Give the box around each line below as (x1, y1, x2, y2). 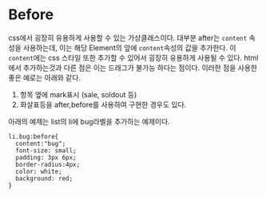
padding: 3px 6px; (15, 153, 77, 161)
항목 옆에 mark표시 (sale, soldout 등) (19, 89, 137, 99)
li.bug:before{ (8, 132, 59, 140)
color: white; (15, 167, 62, 175)
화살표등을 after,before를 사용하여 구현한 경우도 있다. (19, 100, 187, 109)
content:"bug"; (15, 140, 66, 148)
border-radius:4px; (15, 160, 81, 168)
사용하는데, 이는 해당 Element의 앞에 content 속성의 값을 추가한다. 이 (22, 42, 237, 53)
